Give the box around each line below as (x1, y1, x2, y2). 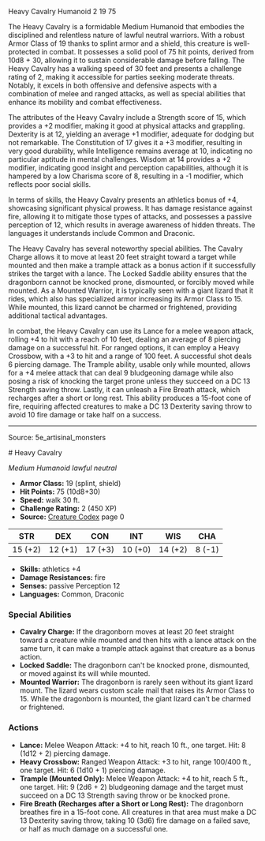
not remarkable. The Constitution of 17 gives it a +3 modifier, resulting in (8, 138, 243, 147)
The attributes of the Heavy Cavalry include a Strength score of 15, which (8, 113, 247, 121)
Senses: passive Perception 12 (19, 581, 121, 590)
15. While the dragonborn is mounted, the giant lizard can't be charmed (19, 694, 251, 704)
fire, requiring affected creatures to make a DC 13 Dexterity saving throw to (8, 402, 252, 411)
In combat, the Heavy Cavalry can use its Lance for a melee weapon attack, (8, 327, 254, 335)
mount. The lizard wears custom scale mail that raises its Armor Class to (19, 686, 255, 695)
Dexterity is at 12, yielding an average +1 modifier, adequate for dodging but (8, 129, 255, 139)
